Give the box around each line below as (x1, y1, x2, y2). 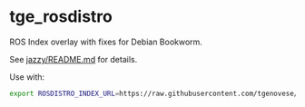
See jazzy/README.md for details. (9, 53, 138, 64)
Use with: (9, 71, 45, 83)
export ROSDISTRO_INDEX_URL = (9, 89, 120, 98)
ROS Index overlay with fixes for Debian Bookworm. (9, 36, 202, 47)
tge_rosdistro (9, 6, 113, 27)
